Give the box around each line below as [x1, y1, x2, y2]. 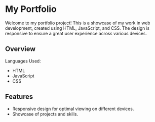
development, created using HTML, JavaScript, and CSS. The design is [5, 25, 150, 31]
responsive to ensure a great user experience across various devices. [5, 30, 147, 36]
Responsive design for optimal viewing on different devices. [12, 106, 134, 112]
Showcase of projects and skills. [12, 111, 78, 117]
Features [5, 93, 33, 101]
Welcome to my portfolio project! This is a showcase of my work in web [5, 20, 151, 26]
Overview [5, 45, 36, 53]
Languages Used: [5, 58, 41, 64]
